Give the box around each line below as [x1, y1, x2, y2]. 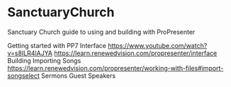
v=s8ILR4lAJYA [7, 49, 53, 57]
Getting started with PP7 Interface [7, 41, 106, 50]
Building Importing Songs [7, 56, 81, 64]
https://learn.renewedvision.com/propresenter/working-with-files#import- [7, 64, 224, 72]
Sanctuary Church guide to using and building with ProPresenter [7, 28, 196, 36]
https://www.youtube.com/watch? [107, 41, 208, 50]
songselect [7, 71, 40, 80]
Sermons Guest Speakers [41, 71, 115, 80]
